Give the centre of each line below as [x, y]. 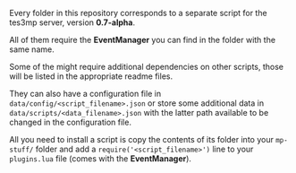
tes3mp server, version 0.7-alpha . [72, 22]
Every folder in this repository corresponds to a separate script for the [138, 13]
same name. [32, 49]
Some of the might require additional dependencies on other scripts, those [147, 67]
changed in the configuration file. [71, 122]
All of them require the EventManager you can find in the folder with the [142, 40]
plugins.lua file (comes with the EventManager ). [101, 159]
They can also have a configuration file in [85, 94]
